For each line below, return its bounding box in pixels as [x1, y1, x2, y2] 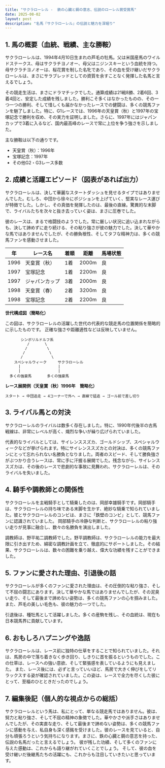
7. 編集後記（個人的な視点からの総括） [5, 694, 122, 702]
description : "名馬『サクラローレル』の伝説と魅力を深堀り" [5, 21, 116, 26]
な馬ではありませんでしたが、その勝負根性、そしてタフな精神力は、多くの [5, 231, 156, 236]
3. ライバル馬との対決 [5, 408, 71, 417]
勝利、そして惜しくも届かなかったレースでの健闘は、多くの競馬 [22, 102, 152, 108]
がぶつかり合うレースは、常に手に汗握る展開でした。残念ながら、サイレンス [5, 457, 161, 463]
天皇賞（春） [25, 287, 55, 294]
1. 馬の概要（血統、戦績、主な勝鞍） [5, 40, 115, 49]
